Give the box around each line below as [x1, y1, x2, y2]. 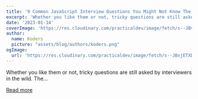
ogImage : [6, 47, 28, 53]
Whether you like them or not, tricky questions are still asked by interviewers [6, 68, 192, 75]
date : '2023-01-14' [6, 19, 54, 25]
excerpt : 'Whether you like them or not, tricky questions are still [6, 14, 181, 20]
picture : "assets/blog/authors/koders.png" [11, 42, 120, 48]
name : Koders [11, 36, 44, 42]
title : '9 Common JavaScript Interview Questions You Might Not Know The [6, 8, 192, 15]
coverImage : [6, 25, 35, 31]
